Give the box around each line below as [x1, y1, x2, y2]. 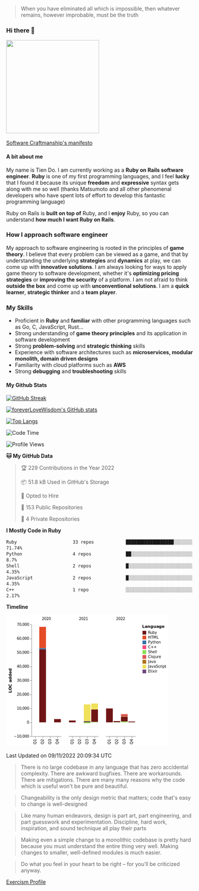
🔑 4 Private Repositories [20, 515, 80, 522]
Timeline [6, 604, 29, 611]
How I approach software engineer [6, 231, 108, 239]
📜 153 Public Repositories [20, 504, 83, 511]
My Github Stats [6, 381, 48, 388]
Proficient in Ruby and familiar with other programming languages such [14, 317, 191, 324]
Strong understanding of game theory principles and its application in [14, 330, 187, 337]
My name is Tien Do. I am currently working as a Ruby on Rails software [6, 166, 184, 174]
